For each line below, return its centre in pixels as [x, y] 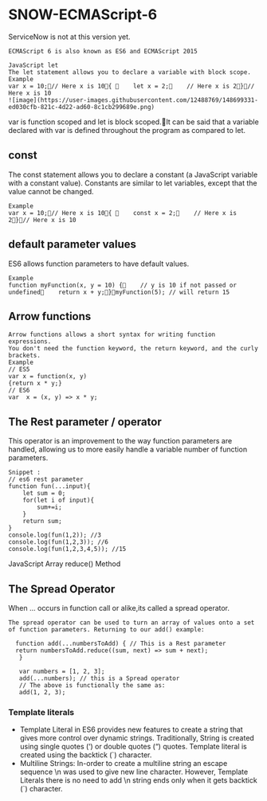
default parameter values [73, 244]
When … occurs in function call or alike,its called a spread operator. [119, 608]
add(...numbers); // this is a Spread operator [99, 678]
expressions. [30, 342]
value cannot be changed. [51, 191]
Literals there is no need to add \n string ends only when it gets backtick [138, 780]
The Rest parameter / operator [85, 422]
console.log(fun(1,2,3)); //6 [59, 542]
